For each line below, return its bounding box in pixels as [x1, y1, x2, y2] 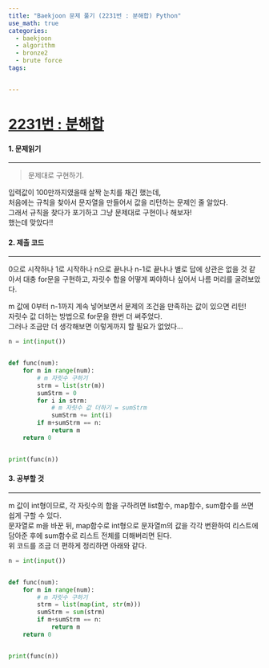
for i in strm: [37, 397, 88, 405]
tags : [8, 64, 26, 72]
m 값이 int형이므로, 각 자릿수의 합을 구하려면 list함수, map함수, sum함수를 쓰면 [8, 500, 255, 510]
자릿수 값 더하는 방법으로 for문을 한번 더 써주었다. [8, 312, 163, 321]
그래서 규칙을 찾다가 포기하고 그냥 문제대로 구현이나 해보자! [8, 208, 192, 218]
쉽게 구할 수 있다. [8, 511, 62, 520]
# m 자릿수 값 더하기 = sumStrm [50, 404, 148, 412]
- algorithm [15, 42, 56, 50]
